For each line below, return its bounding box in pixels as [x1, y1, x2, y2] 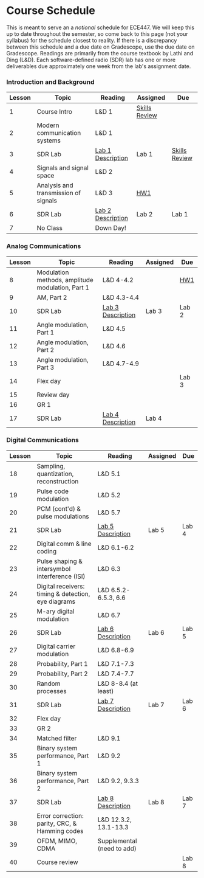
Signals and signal [36, 164, 89, 172]
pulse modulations [36, 512, 89, 520]
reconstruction [36, 477, 79, 485]
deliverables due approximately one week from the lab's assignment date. [6, 62, 191, 70]
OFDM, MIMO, [36, 837, 78, 845]
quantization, [36, 469, 74, 478]
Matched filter [36, 734, 77, 742]
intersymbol [36, 564, 71, 573]
